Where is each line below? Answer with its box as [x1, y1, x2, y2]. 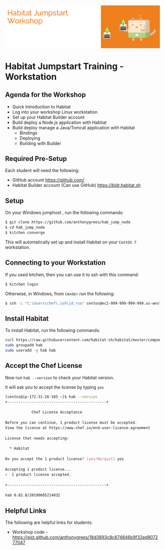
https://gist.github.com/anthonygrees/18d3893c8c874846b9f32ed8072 [12, 534, 158, 540]
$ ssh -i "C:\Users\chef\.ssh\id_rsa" [5, 301, 84, 306]
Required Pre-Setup [5, 154, 67, 163]
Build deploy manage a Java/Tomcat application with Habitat [12, 124, 135, 130]
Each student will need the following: [5, 168, 80, 174]
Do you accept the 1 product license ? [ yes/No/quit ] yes [5, 457, 124, 461]
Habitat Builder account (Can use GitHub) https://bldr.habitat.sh [12, 183, 141, 188]
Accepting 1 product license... [5, 467, 71, 472]
